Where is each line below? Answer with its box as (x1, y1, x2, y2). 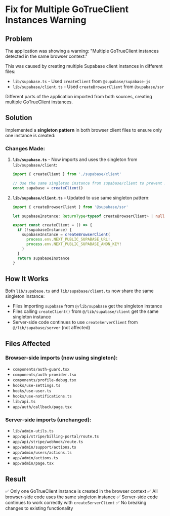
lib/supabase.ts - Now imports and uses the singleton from (12, 156, 138, 163)
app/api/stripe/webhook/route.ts (12, 440, 83, 445)
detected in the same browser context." (5, 53, 88, 59)
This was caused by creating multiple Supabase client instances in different (5, 63, 163, 69)
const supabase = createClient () (12, 185, 83, 190)
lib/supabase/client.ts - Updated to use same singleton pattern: (12, 194, 150, 201)
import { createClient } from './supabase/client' (12, 172, 122, 177)
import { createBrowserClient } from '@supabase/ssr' (12, 204, 129, 210)
